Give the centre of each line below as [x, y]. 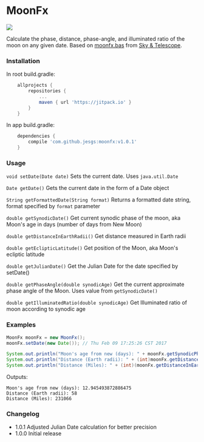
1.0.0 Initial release [38, 433]
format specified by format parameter [53, 206]
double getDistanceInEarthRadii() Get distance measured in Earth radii [96, 236]
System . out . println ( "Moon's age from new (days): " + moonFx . [87, 354]
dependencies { [36, 136]
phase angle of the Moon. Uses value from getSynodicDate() [82, 291]
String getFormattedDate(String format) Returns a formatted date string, [99, 200]
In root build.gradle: [31, 74]
